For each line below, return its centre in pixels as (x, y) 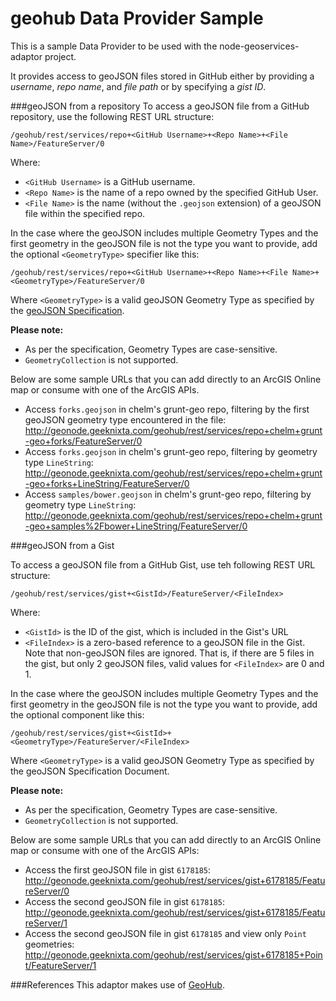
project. (60, 56)
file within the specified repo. (85, 213)
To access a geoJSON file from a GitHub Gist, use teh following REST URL (163, 564)
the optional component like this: (77, 714)
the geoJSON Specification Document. (90, 771)
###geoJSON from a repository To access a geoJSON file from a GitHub (160, 106)
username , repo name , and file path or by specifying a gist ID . (138, 86)
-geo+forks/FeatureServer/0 (83, 441)
